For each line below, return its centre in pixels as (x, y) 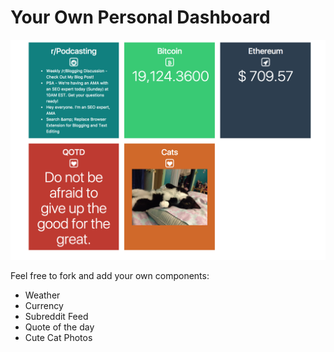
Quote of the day (59, 327)
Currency (44, 306)
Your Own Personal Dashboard (140, 17)
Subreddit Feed (56, 317)
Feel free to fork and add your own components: (110, 276)
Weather (42, 295)
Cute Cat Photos (58, 338)
